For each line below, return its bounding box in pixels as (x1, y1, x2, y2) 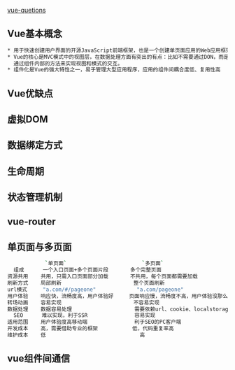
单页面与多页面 (7, 241, 72, 253)
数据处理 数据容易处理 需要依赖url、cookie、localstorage (7, 306, 232, 313)
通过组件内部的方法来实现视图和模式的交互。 (13, 59, 124, 67)
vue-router (7, 215, 56, 227)
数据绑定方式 (7, 139, 63, 151)
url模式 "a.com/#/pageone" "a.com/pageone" (7, 286, 184, 293)
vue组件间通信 (7, 353, 71, 364)
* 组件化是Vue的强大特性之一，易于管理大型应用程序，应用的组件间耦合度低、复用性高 (7, 66, 221, 73)
